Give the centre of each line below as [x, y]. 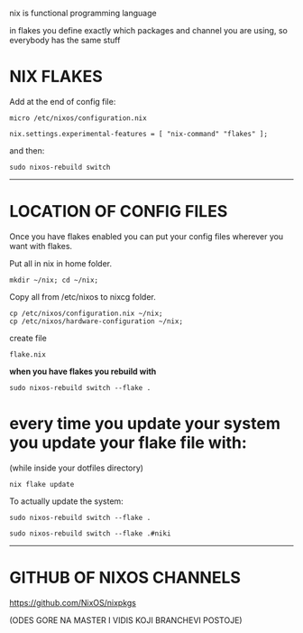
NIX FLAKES [56, 77]
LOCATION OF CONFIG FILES [119, 212]
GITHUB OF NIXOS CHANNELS [125, 578]
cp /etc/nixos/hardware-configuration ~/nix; [96, 321]
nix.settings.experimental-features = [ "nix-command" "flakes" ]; [139, 134]
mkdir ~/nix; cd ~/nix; [54, 280]
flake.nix [28, 354]
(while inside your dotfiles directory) [77, 468]
